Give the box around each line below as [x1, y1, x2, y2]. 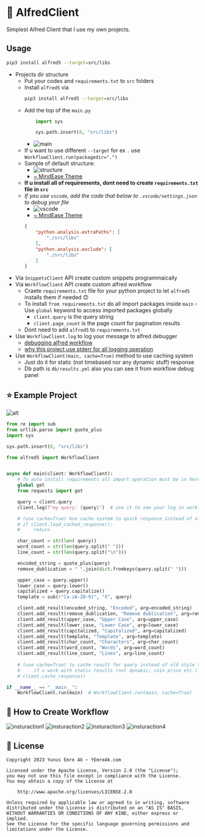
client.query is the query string [33, 313, 114, 321]
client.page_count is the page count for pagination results [33, 320, 181, 327]
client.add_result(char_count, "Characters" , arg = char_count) [17, 639, 179, 645]
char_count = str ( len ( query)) [17, 538, 97, 544]
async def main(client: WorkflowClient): [6, 471, 113, 477]
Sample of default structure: [24, 160, 95, 167]
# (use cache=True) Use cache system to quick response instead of [17, 515, 192, 521]
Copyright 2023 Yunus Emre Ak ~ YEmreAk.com [6, 756, 121, 763]
